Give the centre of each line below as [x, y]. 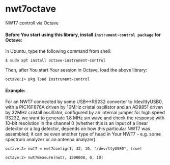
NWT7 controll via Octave [32, 23]
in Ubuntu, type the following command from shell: [59, 51]
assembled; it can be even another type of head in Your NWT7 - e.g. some [83, 134]
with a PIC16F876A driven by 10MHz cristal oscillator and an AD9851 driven [84, 107]
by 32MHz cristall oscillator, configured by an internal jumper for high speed [85, 113]
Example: [16, 90]
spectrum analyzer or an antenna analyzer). [51, 140]
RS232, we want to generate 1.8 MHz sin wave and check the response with [85, 118]
